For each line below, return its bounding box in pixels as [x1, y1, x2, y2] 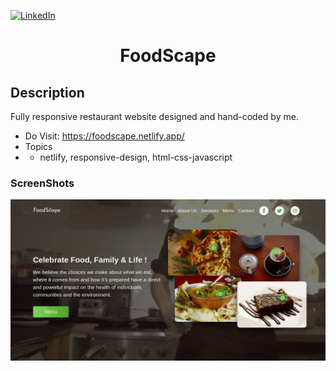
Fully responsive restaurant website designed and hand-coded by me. [10, 111, 299, 122]
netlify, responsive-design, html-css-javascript [39, 151, 233, 163]
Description [10, 84, 85, 101]
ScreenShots [10, 176, 75, 190]
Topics [24, 141, 53, 152]
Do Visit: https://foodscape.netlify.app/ [24, 130, 185, 142]
